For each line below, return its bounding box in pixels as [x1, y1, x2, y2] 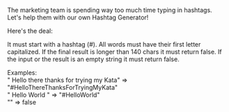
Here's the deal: [7, 27, 54, 35]
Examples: [7, 69, 37, 77]
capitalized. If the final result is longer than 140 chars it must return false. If [7, 48, 223, 56]
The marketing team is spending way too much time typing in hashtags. [7, 6, 212, 14]
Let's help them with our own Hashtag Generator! [7, 13, 149, 22]
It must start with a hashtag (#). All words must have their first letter [7, 40, 201, 48]
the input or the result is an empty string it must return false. [7, 55, 180, 63]
